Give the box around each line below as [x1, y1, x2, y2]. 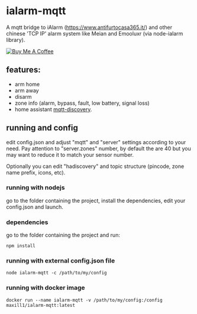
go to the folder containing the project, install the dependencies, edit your [6, 197, 186, 204]
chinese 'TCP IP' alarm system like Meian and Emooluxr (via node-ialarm [6, 30, 183, 37]
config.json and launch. [6, 203, 63, 211]
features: [6, 65, 41, 75]
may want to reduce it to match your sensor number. [6, 151, 134, 158]
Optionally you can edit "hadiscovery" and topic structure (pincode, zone [6, 163, 185, 170]
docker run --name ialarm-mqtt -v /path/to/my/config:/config [6, 297, 163, 303]
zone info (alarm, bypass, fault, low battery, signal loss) [14, 99, 150, 106]
